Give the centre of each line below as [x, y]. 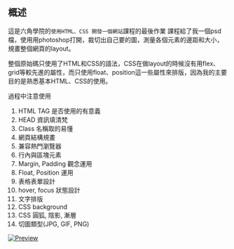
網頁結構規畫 [36, 137]
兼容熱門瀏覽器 [40, 146]
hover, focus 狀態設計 [49, 190]
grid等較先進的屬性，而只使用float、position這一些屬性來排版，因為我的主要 [117, 72]
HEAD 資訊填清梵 [43, 120]
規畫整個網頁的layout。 [41, 49]
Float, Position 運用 [46, 172]
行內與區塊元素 [40, 155]
